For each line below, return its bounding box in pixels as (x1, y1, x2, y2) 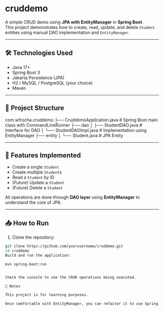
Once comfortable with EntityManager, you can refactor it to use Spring (5, 301, 159, 306)
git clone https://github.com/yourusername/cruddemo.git (5, 244, 123, 249)
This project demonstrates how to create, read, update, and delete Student (5, 24, 155, 30)
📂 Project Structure (5, 104, 64, 112)
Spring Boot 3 (12, 69, 41, 75)
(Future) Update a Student (12, 179, 64, 186)
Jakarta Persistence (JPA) (12, 74, 65, 81)
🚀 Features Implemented (5, 151, 81, 159)
